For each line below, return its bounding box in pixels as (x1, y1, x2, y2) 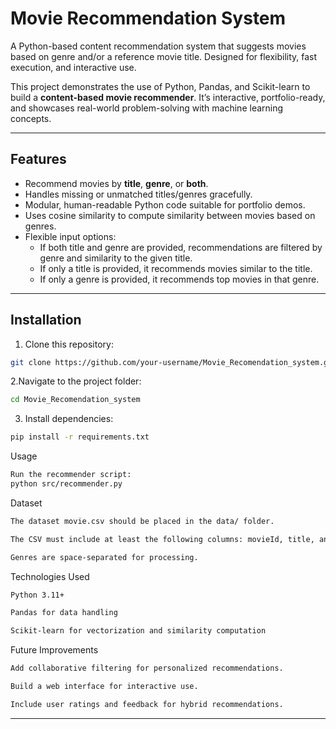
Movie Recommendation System (10, 7, 287, 30)
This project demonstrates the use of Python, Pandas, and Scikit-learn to (10, 80, 311, 92)
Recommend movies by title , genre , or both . (24, 177, 209, 189)
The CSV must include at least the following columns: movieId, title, (10, 534, 315, 544)
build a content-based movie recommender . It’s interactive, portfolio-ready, (10, 91, 326, 103)
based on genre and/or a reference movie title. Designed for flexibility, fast (10, 50, 318, 62)
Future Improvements (10, 644, 99, 656)
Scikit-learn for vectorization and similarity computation (10, 626, 267, 636)
